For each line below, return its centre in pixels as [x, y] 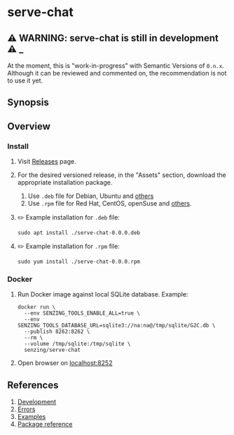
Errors [26, 409]
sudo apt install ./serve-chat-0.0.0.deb [78, 233]
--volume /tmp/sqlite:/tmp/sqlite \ [77, 344]
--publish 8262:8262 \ [57, 332]
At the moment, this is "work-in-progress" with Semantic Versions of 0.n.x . [116, 66]
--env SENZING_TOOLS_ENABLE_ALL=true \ [82, 313]
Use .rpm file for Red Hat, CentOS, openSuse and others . [110, 204]
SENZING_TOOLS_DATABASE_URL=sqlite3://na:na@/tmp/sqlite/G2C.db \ [116, 326]
